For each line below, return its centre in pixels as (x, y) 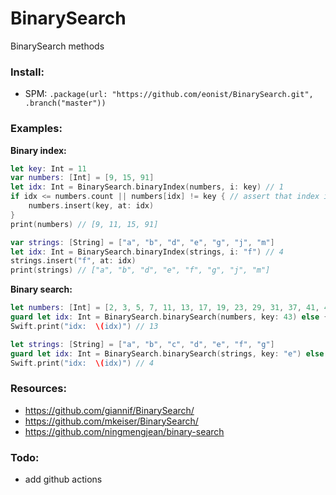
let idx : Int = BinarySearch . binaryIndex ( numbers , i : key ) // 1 (147, 187)
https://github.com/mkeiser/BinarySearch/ (111, 421)
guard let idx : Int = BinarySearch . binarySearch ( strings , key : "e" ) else (167, 353)
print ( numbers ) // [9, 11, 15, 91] (84, 224)
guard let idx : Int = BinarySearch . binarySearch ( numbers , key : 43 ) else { (169, 317)
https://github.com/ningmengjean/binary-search (124, 431)
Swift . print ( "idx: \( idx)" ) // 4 (82, 363)
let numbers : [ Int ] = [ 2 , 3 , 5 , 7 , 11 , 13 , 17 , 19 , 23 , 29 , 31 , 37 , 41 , (165, 308)
